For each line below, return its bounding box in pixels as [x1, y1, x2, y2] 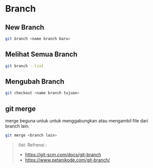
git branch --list [5, 63, 44, 68]
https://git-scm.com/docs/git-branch [25, 151, 101, 157]
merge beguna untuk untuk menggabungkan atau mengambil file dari [5, 118, 148, 124]
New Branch [5, 23, 44, 32]
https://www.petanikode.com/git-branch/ [25, 156, 110, 163]
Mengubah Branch [5, 77, 65, 86]
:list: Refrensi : [17, 141, 47, 148]
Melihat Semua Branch [5, 50, 78, 59]
